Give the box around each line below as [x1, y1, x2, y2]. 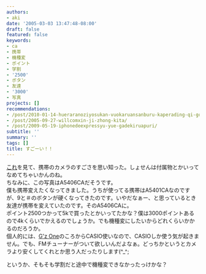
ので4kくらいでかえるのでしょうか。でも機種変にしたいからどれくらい [6, 217, 185, 224]
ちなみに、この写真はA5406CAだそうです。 [6, 178, 116, 186]
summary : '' [6, 134, 37, 141]
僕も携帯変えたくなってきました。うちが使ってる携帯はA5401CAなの [6, 186, 180, 194]
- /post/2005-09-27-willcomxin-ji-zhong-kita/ [6, 117, 128, 123]
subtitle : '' [6, 129, 40, 135]
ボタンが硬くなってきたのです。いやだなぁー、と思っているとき [36, 194, 197, 201]
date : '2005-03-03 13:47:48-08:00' [6, 20, 97, 26]
